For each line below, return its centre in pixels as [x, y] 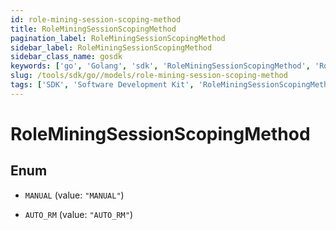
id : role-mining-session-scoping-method [96, 19]
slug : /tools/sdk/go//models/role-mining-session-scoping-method [149, 76]
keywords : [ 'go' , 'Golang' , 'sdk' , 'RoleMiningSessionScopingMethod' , [160, 66]
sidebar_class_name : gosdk [66, 57]
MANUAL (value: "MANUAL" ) [74, 195]
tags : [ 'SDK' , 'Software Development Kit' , [102, 85]
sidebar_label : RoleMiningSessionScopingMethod [111, 47]
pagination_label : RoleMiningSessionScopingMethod [118, 38]
